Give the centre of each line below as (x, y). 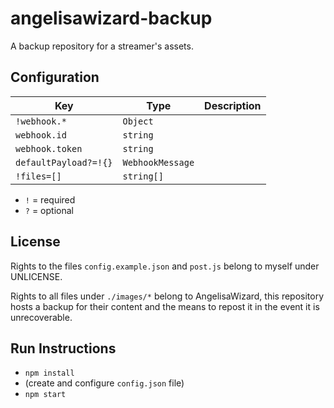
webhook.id (41, 135)
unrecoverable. (41, 317)
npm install (49, 373)
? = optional (49, 210)
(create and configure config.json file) (104, 383)
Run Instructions (63, 348)
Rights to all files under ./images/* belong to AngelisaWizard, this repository (167, 296)
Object (138, 121)
